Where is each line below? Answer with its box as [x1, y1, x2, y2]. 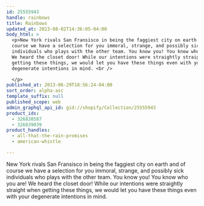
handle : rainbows [6, 15, 50, 21]
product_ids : [6, 110, 39, 116]
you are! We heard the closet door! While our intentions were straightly [6, 180, 183, 187]
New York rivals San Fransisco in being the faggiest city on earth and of [6, 160, 186, 168]
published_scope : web [6, 99, 61, 105]
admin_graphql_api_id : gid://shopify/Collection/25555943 [6, 105, 156, 111]
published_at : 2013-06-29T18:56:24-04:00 [6, 82, 113, 88]
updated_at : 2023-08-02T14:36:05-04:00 [6, 26, 107, 32]
